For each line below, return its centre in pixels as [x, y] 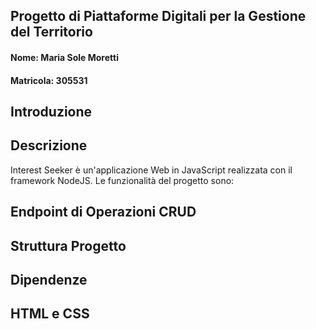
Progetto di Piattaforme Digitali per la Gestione [158, 16]
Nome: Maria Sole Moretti [64, 57]
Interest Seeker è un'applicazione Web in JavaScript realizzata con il [151, 170]
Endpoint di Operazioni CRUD [103, 212]
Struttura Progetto [68, 245]
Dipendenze [49, 279]
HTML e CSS [50, 314]
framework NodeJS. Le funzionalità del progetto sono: [122, 180]
